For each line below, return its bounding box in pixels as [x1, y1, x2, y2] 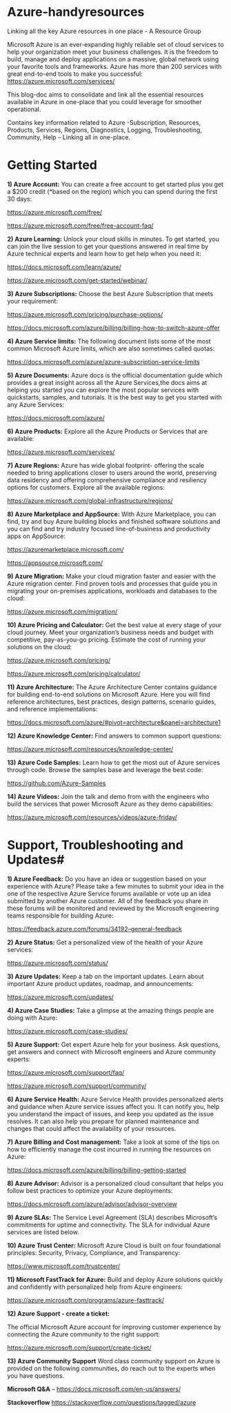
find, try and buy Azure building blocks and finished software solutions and [7, 517, 221, 525]
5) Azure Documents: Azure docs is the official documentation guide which [7, 370, 223, 379]
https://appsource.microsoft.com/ [7, 558, 103, 566]
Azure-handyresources [7, 4, 145, 20]
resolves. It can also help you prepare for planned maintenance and [7, 1117, 199, 1125]
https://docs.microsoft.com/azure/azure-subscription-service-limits [7, 357, 200, 366]
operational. [7, 105, 41, 113]
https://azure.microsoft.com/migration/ [7, 607, 118, 615]
